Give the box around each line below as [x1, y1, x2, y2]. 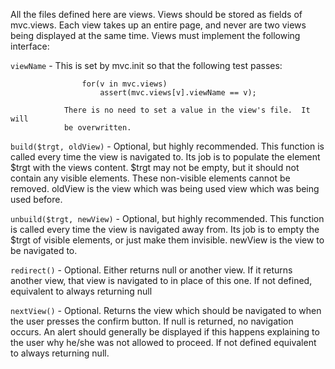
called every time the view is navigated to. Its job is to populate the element [10, 151, 321, 163]
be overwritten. [63, 123, 132, 133]
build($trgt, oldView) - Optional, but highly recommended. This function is [10, 140, 325, 152]
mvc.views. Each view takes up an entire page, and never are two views [10, 19, 307, 31]
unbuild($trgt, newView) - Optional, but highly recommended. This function [10, 213, 325, 224]
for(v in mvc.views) [81, 79, 168, 89]
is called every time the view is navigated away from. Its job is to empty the [10, 224, 320, 235]
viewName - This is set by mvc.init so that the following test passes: [10, 60, 283, 71]
